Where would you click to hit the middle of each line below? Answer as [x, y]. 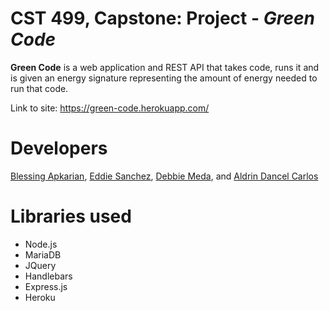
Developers [59, 148]
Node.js [41, 244]
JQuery [40, 265]
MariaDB [43, 254]
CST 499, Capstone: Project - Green [162, 18]
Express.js [46, 286]
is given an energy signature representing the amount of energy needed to [164, 78]
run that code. [39, 88]
